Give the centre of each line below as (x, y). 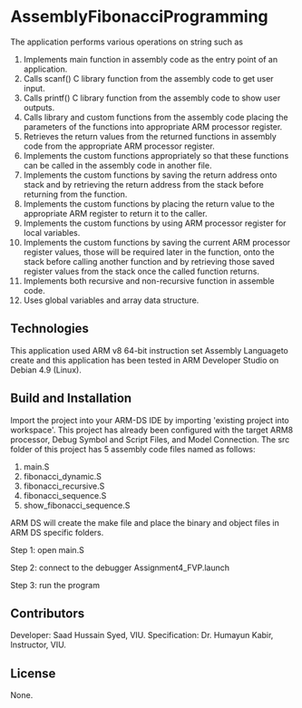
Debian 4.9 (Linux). (46, 370)
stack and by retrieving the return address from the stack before (143, 184)
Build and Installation (71, 398)
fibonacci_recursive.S (64, 486)
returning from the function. (75, 194)
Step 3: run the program (55, 585)
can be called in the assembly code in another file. (117, 165)
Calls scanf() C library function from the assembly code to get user (149, 78)
